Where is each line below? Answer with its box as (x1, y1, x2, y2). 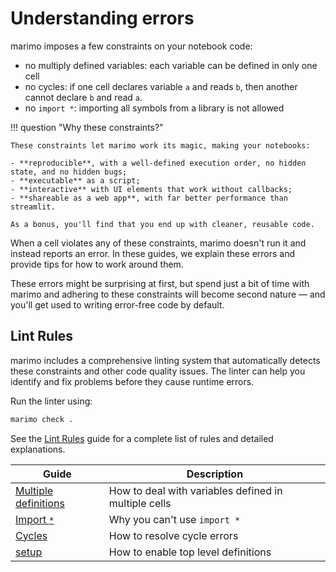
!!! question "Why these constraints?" (10, 121, 164, 133)
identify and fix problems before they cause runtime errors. (10, 375, 255, 387)
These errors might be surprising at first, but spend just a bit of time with (10, 277, 310, 289)
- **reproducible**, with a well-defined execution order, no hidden (10, 158, 307, 168)
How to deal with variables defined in (108, 483, 283, 497)
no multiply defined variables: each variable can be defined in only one (24, 59, 318, 71)
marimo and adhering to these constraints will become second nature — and (10, 288, 326, 300)
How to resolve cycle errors (108, 528, 239, 542)
